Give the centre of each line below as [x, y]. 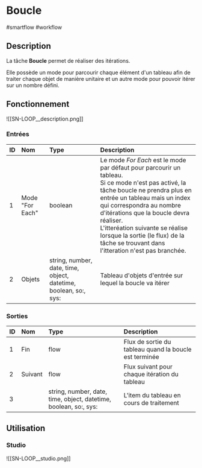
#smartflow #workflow [34, 27]
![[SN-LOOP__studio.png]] [38, 458]
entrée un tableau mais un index [145, 198]
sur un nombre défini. [33, 85]
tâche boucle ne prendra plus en [146, 190]
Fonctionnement [38, 104]
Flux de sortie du [147, 342]
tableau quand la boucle [158, 349]
